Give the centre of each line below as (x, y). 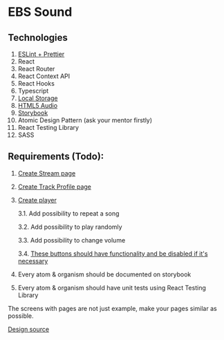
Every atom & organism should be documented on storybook (104, 274)
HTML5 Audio (38, 105)
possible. (21, 316)
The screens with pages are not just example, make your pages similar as (112, 308)
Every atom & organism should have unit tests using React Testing (112, 287)
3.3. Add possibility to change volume (72, 240)
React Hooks (36, 83)
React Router (36, 69)
